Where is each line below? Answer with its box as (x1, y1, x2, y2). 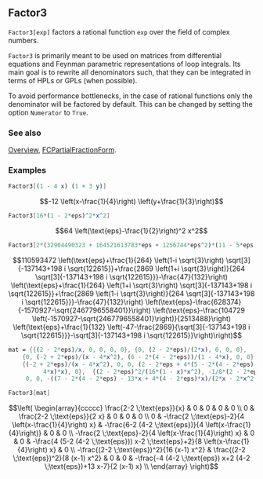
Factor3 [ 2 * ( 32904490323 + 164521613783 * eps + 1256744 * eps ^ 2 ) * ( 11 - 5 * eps (8, 241, 254, 250)
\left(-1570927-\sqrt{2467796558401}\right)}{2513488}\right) (31, 313, 232, 323)
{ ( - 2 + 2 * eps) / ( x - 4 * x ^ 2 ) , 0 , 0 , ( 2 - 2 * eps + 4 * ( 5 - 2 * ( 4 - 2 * (22, 360, 240, 368)
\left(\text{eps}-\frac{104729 (152, 305, 245, 315)
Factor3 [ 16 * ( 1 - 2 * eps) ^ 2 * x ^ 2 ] (8, 212, 110, 220)
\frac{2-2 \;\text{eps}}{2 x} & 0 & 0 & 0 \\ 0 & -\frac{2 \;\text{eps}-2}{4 (18, 411, 245, 421)
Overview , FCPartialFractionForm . (8, 144, 117, 154)
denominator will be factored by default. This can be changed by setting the (8, 99, 253, 108)
